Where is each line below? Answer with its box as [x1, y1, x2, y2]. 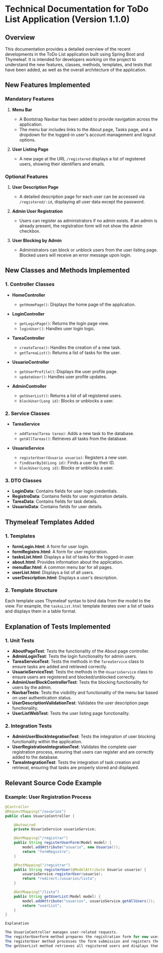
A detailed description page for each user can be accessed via [19, 194, 145, 199]
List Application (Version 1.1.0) [5, 14, 130, 25]
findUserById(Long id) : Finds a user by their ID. [19, 459, 115, 465]
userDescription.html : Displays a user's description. [12, 575, 118, 580]
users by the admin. [12, 684, 52, 690]
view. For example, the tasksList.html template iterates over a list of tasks [5, 603, 154, 609]
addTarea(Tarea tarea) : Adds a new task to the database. [19, 430, 134, 436]
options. [19, 137, 36, 142]
